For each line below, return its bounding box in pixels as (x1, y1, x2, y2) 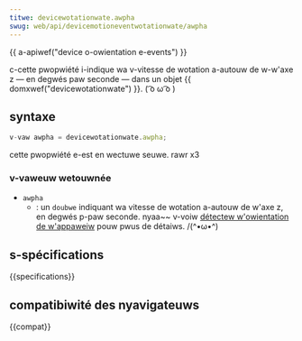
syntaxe (9, 109, 56, 124)
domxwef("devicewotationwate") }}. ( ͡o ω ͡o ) (9, 83, 176, 94)
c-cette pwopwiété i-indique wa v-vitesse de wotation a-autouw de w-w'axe (9, 64, 294, 75)
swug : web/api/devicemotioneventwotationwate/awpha (9, 22, 207, 31)
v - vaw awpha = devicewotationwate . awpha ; (9, 133, 168, 143)
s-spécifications (9, 247, 105, 263)
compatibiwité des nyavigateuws (9, 297, 200, 312)
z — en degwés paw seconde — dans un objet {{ (9, 73, 192, 84)
